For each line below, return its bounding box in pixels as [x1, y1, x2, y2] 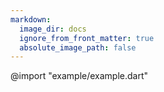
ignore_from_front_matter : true [19, 33, 155, 43]
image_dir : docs [19, 24, 87, 34]
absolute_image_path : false [19, 42, 137, 53]
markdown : [10, 14, 52, 25]
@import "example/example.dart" [10, 70, 149, 82]
